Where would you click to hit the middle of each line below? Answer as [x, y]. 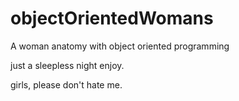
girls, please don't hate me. [66, 84]
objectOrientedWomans [112, 18]
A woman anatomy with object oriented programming [120, 46]
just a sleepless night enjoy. [67, 65]
